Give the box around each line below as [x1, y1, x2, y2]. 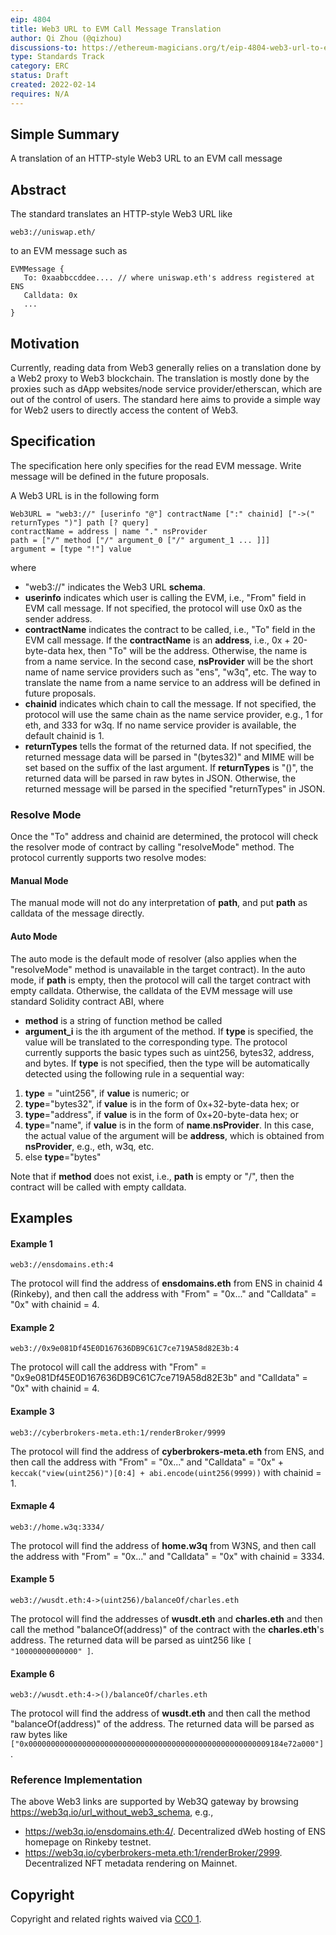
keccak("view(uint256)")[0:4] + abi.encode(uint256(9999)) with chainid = [10, 1466, 322, 1478]
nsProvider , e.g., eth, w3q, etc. [24, 1140, 155, 1152]
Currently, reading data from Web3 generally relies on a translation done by [10, 362, 322, 374]
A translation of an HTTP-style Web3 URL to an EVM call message [10, 152, 283, 165]
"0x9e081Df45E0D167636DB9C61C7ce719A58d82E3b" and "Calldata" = [10, 1372, 308, 1384]
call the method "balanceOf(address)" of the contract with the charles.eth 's [10, 1623, 325, 1635]
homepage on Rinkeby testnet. [24, 1836, 152, 1848]
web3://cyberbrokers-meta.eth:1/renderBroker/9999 [10, 1427, 226, 1438]
